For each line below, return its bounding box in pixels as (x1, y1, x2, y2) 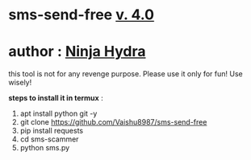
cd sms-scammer (19, 134, 79, 144)
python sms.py (19, 143, 70, 153)
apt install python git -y (19, 109, 98, 118)
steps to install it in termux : (8, 93, 103, 103)
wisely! (8, 78, 32, 88)
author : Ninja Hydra (8, 43, 146, 61)
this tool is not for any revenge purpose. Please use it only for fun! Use (8, 69, 244, 79)
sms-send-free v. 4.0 (8, 6, 155, 24)
